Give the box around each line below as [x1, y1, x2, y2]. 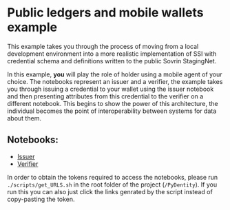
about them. [7, 114, 41, 122]
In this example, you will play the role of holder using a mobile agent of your [7, 70, 222, 78]
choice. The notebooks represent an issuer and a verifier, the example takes [7, 77, 223, 85]
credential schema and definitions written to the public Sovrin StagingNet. [7, 56, 217, 65]
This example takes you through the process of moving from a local [7, 42, 199, 50]
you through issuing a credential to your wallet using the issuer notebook [7, 85, 214, 93]
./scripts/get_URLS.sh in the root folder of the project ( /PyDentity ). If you [7, 180, 218, 189]
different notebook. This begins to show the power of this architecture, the [7, 99, 218, 107]
